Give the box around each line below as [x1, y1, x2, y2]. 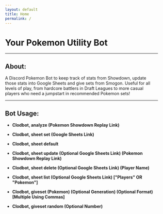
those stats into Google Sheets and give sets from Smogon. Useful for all [5, 81, 150, 86]
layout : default [5, 7, 38, 12]
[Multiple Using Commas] [12, 194, 65, 199]
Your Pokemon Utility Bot [5, 37, 108, 48]
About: [5, 62, 27, 70]
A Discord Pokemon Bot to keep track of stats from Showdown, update [5, 75, 147, 81]
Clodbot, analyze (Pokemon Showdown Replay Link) [12, 122, 120, 128]
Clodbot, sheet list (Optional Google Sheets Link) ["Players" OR [12, 174, 142, 180]
